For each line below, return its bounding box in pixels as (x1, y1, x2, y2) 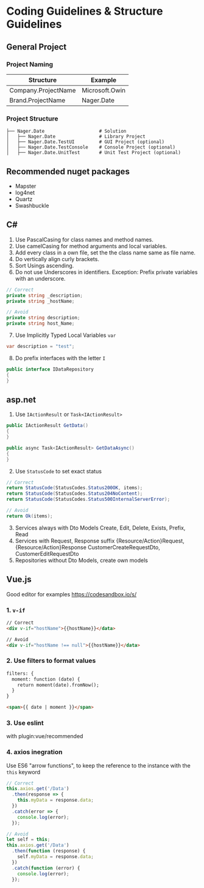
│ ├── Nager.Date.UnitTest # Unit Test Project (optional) (6, 150, 181, 156)
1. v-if (6, 605, 26, 614)
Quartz (15, 195, 33, 202)
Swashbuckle (15, 202, 49, 209)
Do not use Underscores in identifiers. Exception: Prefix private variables (15, 268, 198, 276)
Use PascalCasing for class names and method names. (15, 235, 153, 243)
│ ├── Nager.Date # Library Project (6, 133, 146, 140)
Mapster (15, 182, 37, 190)
